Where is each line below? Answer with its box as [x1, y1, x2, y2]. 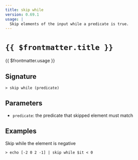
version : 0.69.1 [5, 12, 39, 17]
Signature [5, 72, 37, 81]
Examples [5, 127, 37, 135]
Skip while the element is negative [5, 140, 76, 146]
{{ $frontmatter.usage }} [5, 58, 55, 64]
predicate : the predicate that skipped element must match [12, 112, 133, 118]
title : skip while [5, 7, 44, 13]
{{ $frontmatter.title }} [5, 43, 113, 53]
